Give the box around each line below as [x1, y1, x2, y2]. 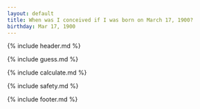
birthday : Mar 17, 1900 [7, 23, 76, 30]
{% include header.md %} [7, 42, 81, 50]
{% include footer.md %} [7, 95, 78, 103]
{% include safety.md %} [7, 82, 79, 90]
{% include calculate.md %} [7, 68, 87, 77]
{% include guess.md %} [7, 55, 78, 63]
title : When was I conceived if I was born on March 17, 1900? [7, 17, 194, 23]
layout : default [7, 10, 54, 17]
